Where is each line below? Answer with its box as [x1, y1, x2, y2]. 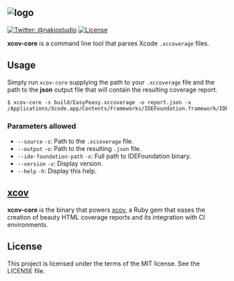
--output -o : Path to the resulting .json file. [17, 144, 141, 152]
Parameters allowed [7, 121, 77, 131]
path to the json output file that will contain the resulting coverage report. [7, 85, 218, 94]
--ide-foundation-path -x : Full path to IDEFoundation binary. [17, 152, 192, 160]
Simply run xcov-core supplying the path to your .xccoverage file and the [7, 78, 214, 86]
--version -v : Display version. [17, 159, 103, 168]
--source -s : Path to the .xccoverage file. [17, 137, 134, 145]
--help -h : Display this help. [17, 166, 97, 175]
